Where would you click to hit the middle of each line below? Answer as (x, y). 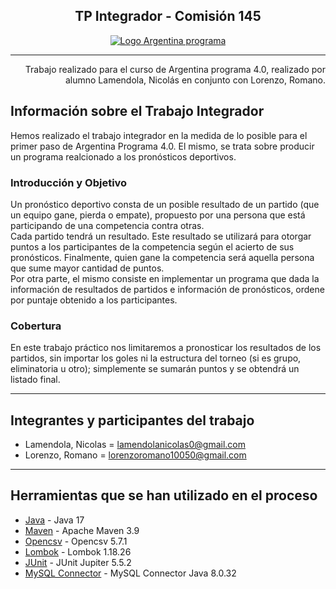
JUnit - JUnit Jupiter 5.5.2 (78, 562)
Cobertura (36, 326)
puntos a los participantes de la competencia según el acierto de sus (152, 246)
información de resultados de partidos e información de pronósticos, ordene (167, 289)
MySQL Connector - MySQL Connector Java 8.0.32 (130, 573)
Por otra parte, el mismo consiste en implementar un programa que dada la (165, 278)
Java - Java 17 (54, 520)
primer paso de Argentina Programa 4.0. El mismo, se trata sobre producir (162, 146)
